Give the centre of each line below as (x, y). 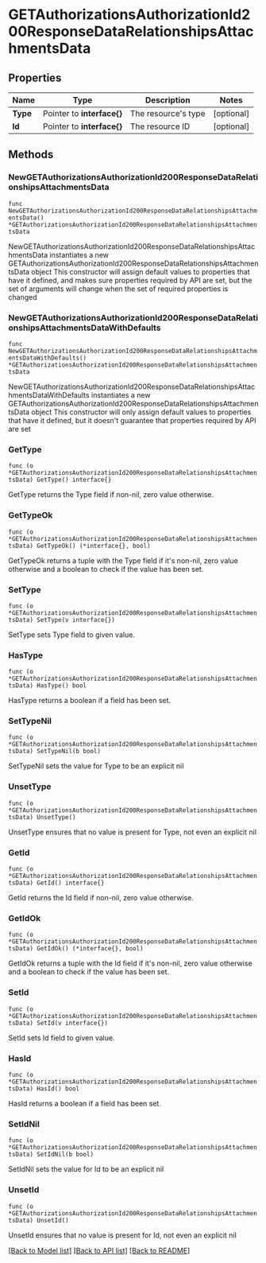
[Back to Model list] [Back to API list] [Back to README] (99, 1250)
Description (168, 100)
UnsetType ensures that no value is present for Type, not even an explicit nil (132, 832)
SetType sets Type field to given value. (71, 635)
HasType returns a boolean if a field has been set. (90, 701)
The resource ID (160, 126)
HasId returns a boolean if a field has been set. (85, 1103)
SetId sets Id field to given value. (62, 1038)
